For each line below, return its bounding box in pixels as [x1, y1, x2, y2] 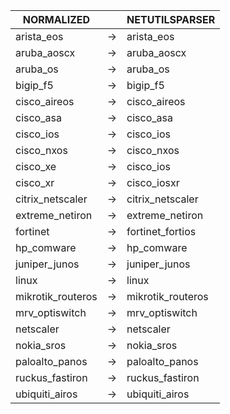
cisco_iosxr [126, 176, 180, 189]
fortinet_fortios [126, 225, 197, 238]
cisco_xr [15, 176, 55, 189]
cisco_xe [15, 160, 57, 173]
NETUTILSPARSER [126, 13, 216, 26]
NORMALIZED [22, 13, 91, 26]
